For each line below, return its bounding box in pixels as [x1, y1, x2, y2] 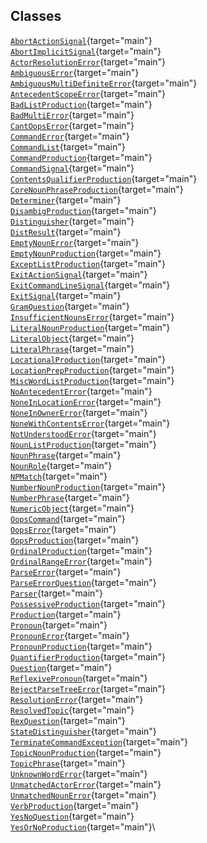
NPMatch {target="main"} [10, 470, 108, 482]
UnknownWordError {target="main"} [10, 767, 148, 779]
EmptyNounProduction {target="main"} [10, 247, 162, 259]
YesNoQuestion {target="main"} [10, 810, 135, 822]
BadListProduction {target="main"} [10, 98, 153, 110]
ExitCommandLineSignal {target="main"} [10, 279, 171, 291]
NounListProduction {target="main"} [10, 438, 157, 450]
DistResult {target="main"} [10, 225, 122, 238]
